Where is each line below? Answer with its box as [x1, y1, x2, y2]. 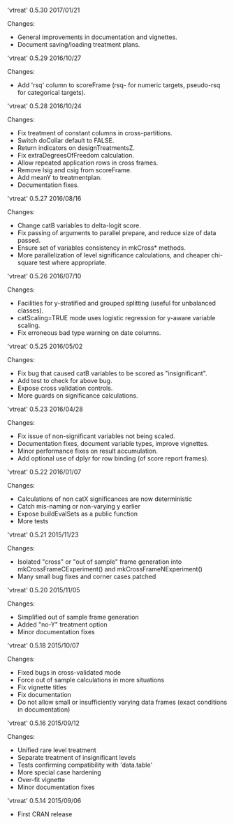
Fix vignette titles [17, 683, 67, 691]
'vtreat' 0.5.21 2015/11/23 [7, 530, 79, 539]
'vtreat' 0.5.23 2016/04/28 [7, 405, 84, 413]
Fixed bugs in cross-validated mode [17, 668, 121, 676]
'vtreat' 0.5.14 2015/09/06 [7, 797, 82, 804]
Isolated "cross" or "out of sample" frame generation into [17, 557, 182, 566]
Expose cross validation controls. [17, 384, 113, 392]
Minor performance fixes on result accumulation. [17, 447, 159, 455]
